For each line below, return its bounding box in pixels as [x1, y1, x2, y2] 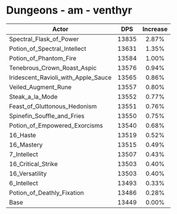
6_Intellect [9, 179, 38, 187]
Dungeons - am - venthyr [6, 4, 133, 17]
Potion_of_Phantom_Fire [9, 54, 77, 62]
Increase [142, 25, 168, 33]
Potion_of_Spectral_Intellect [9, 44, 86, 53]
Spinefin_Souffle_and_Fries [9, 112, 85, 120]
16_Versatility [9, 169, 47, 177]
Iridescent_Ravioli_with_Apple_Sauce [9, 73, 112, 82]
